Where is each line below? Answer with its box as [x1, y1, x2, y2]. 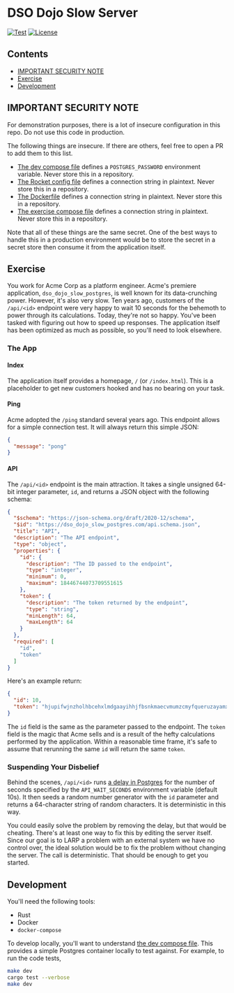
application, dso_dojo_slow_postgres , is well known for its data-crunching [7, 289, 217, 298]
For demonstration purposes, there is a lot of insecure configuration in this [7, 120, 221, 129]
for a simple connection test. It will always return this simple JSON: [7, 423, 199, 431]
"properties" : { [13, 547, 61, 554]
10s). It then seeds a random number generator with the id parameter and [7, 793, 219, 802]
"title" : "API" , [13, 528, 61, 535]
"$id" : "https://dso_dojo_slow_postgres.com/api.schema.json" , [13, 521, 201, 528]
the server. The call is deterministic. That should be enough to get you [7, 851, 209, 860]
